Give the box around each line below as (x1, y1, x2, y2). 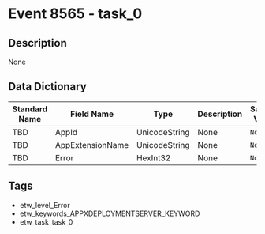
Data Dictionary (8, 80, 87, 93)
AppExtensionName (54, 139, 129, 150)
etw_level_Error (19, 200, 70, 209)
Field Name (69, 108, 114, 119)
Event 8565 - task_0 (8, 5, 143, 23)
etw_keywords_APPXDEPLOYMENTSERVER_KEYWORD (19, 209, 200, 218)
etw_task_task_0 (19, 217, 73, 226)
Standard (12, 104, 48, 115)
